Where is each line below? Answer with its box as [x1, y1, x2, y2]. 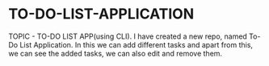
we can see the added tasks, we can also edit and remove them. [8, 48, 223, 58]
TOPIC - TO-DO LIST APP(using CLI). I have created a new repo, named [8, 31, 248, 41]
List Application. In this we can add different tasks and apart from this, [19, 39, 253, 49]
